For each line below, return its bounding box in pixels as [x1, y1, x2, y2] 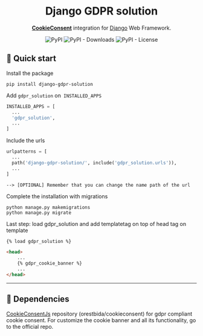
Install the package [6, 69, 54, 77]
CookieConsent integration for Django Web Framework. [31, 24, 172, 31]
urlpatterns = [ [6, 149, 47, 155]
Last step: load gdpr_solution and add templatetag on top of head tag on [6, 220, 186, 227]
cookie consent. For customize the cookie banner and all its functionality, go [6, 316, 196, 324]
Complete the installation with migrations [6, 192, 108, 200]
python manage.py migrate [6, 210, 71, 216]
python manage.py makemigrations [6, 204, 91, 210]
